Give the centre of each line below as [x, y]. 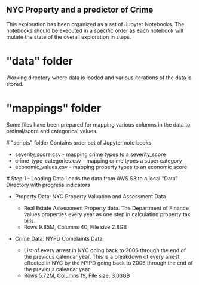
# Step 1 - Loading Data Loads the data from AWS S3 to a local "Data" [92, 178]
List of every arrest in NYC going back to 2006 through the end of [105, 250]
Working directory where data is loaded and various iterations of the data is [99, 78]
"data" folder [39, 61]
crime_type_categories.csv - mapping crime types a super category [98, 160]
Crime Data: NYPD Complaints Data [59, 238]
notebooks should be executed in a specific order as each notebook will [95, 30]
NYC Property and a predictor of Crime [80, 10]
